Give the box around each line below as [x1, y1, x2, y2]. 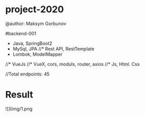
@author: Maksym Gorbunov [5, 20, 67, 27]
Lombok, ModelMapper [12, 51, 63, 57]
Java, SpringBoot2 [12, 40, 52, 46]
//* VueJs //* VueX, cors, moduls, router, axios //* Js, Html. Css [5, 61, 140, 67]
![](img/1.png [5, 106, 32, 112]
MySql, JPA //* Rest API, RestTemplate [12, 45, 95, 52]
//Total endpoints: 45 [5, 71, 50, 77]
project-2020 [5, 4, 64, 15]
